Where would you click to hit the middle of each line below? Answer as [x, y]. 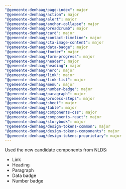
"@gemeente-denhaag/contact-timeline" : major [53, 38]
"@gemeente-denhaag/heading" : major [43, 66]
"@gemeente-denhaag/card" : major [40, 33]
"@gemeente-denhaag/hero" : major [40, 71]
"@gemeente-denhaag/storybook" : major [45, 122]
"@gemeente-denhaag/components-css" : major [51, 113]
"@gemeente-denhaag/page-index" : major [46, 10]
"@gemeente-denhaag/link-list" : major [45, 80]
